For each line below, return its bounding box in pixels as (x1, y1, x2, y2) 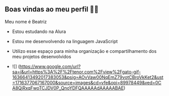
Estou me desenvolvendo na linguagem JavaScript (12, 38, 118, 44)
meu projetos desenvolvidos (12, 53, 71, 59)
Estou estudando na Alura (12, 28, 66, 35)
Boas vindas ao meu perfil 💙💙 (5, 5, 99, 14)
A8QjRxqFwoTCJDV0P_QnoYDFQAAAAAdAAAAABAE (12, 85, 124, 91)
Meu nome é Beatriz (5, 18, 47, 24)
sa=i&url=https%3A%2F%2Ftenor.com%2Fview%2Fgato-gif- (12, 69, 141, 75)
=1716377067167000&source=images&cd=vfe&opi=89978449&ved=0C (12, 79, 161, 85)
